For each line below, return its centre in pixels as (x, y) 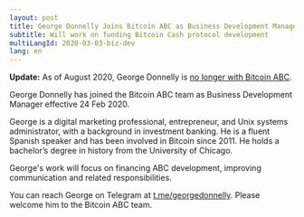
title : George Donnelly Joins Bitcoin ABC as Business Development (139, 26)
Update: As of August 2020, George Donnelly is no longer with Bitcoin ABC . (151, 77)
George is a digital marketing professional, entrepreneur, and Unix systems (149, 122)
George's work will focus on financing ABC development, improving (136, 168)
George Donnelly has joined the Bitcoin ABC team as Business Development (151, 95)
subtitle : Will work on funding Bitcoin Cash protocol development (139, 34)
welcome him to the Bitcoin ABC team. (81, 205)
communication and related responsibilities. (90, 178)
